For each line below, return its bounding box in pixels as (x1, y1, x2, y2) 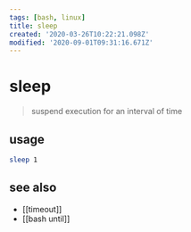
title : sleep (9, 21, 58, 30)
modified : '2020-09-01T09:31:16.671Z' (9, 37, 154, 47)
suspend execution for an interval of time (30, 106, 183, 117)
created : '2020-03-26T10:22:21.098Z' (9, 29, 150, 38)
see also (9, 180, 57, 195)
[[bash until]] (21, 213, 71, 224)
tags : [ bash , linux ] (9, 12, 87, 22)
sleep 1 (9, 155, 38, 164)
